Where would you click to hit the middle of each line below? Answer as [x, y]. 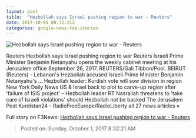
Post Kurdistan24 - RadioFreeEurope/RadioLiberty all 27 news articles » [93, 106]
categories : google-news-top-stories [52, 28]
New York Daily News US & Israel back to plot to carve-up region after [91, 87]
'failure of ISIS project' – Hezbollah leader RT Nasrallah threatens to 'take [94, 93]
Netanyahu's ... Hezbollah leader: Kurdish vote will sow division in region [94, 81]
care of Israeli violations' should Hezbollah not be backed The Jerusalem [94, 100]
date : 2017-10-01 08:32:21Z [41, 22]
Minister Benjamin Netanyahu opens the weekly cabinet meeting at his [91, 62]
